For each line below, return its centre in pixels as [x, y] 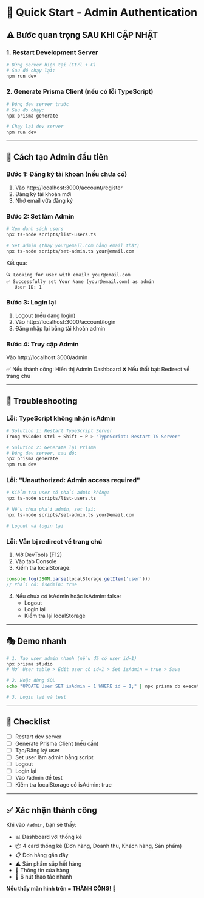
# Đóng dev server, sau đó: [42, 453]
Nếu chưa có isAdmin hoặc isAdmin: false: [68, 596]
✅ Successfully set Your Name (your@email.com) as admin [80, 282]
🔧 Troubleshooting [42, 401]
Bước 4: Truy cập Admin [42, 344]
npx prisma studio [29, 664]
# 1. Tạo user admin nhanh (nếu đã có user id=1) [72, 658]
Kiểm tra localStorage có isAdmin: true [63, 785]
